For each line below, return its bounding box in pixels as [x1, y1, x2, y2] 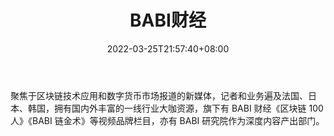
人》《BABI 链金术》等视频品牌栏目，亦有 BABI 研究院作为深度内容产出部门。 [10, 114, 325, 126]
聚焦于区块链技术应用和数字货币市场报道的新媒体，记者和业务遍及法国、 [10, 89, 308, 101]
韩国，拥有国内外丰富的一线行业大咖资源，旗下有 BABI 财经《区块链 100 [27, 102, 324, 114]
